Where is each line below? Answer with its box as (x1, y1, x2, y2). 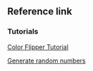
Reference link (7, 6, 73, 18)
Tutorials (7, 27, 39, 37)
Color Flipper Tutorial (7, 42, 69, 51)
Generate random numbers (7, 56, 86, 65)
